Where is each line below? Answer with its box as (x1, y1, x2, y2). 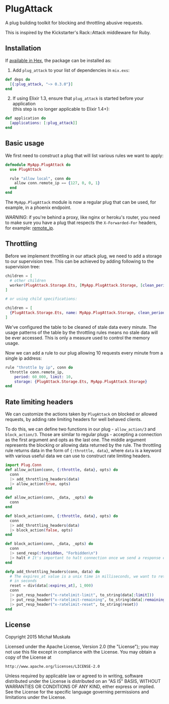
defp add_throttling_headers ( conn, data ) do (5, 569, 100, 574)
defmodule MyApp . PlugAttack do (5, 162, 71, 167)
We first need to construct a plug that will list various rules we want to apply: (5, 152, 164, 159)
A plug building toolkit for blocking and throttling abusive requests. (5, 20, 143, 26)
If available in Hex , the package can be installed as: (5, 57, 112, 63)
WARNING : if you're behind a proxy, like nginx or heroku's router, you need (5, 215, 160, 221)
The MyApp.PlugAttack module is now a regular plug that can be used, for (5, 199, 156, 205)
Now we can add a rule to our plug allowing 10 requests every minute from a (5, 349, 163, 356)
